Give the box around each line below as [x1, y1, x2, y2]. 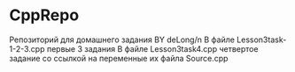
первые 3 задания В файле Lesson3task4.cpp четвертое [46, 43, 259, 54]
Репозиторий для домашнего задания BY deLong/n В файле [9, 34, 235, 45]
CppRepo [9, 5, 80, 25]
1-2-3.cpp [9, 43, 45, 54]
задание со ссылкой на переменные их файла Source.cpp [9, 53, 229, 63]
